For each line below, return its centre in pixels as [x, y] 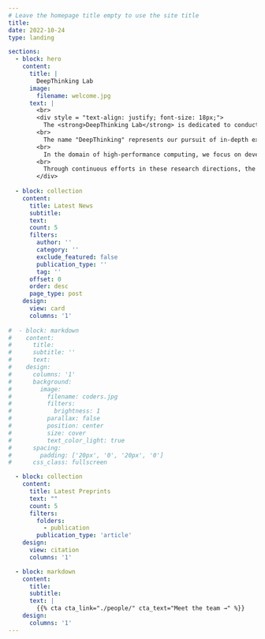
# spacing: [35, 448]
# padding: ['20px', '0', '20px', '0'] [86, 455]
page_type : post [56, 294]
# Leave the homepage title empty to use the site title [104, 15]
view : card [47, 308]
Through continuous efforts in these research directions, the [149, 169]
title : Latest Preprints [70, 491]
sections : [24, 52]
